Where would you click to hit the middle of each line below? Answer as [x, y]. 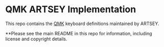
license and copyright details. [36, 39]
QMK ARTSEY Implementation [71, 9]
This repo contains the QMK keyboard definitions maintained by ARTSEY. [82, 24]
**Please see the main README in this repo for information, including [79, 33]
